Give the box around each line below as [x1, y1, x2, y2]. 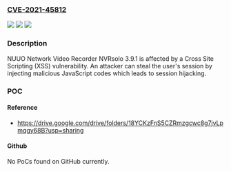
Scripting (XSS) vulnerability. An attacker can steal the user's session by [7, 61, 212, 70]
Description [7, 39, 48, 48]
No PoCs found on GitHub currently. [7, 157, 110, 165]
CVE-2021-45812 [7, 5, 67, 15]
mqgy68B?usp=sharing [17, 126, 84, 134]
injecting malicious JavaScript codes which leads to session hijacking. [7, 69, 207, 77]
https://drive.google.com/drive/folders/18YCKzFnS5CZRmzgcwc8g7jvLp [17, 119, 224, 127]
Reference [7, 104, 38, 112]
